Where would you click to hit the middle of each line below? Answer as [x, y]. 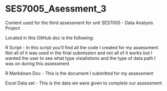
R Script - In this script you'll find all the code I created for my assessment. [82, 47]
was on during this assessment [37, 63]
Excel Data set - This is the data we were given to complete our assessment [83, 83]
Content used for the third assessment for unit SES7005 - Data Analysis [79, 23]
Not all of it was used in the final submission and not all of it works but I [79, 53]
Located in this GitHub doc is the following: [50, 38]
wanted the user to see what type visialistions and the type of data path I [80, 58]
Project [13, 28]
